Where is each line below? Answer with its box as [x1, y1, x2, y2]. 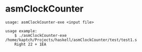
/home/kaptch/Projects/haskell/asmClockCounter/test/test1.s [5, 37, 137, 42]
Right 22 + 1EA [14, 41, 47, 47]
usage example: [5, 28, 38, 33]
